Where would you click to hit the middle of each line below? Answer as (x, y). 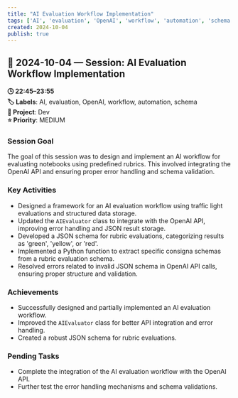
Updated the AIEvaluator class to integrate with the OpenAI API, (112, 220)
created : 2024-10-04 (38, 27)
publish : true (28, 34)
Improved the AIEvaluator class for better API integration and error (115, 322)
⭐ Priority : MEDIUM (36, 120)
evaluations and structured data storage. (77, 213)
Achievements (33, 292)
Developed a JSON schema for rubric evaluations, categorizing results (121, 236)
